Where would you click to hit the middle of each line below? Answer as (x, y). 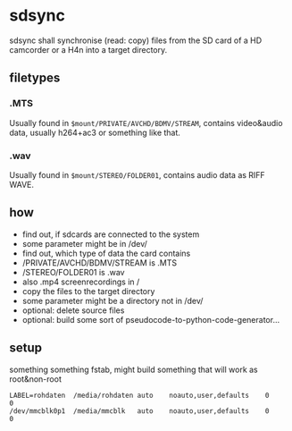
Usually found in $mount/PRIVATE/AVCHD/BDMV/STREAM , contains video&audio (146, 123)
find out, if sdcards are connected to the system (111, 234)
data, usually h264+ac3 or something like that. (95, 132)
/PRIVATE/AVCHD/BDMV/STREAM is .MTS (99, 262)
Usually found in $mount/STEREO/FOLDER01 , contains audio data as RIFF (137, 174)
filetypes (35, 78)
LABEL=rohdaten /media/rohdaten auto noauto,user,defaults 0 (139, 395)
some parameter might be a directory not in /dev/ (113, 300)
